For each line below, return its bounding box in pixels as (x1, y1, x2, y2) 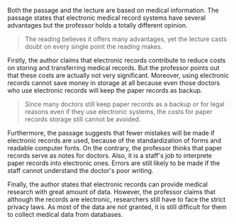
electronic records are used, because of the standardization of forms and (7, 136, 222, 145)
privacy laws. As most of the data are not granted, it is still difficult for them (7, 203, 227, 211)
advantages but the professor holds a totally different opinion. (7, 21, 188, 29)
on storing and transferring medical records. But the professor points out (7, 64, 220, 72)
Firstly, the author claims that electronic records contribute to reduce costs (7, 56, 226, 65)
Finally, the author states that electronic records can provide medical (7, 180, 208, 189)
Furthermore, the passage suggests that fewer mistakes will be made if (7, 129, 215, 137)
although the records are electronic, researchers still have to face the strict (7, 195, 226, 203)
